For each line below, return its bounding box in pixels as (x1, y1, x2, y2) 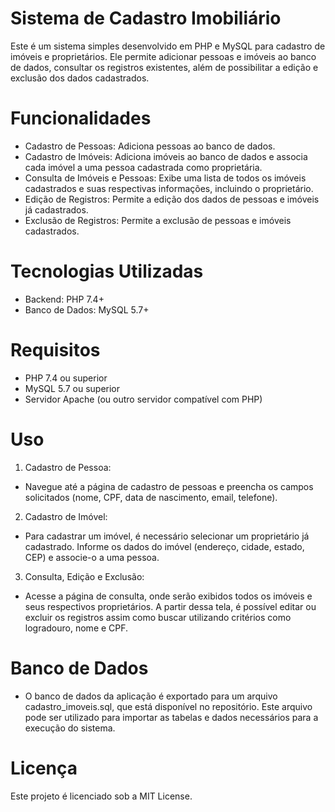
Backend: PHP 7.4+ (24, 293, 105, 305)
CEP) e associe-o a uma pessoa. (24, 551, 160, 563)
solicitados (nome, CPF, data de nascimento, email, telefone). (24, 491, 278, 503)
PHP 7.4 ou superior (24, 372, 108, 384)
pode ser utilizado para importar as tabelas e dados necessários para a (24, 711, 319, 723)
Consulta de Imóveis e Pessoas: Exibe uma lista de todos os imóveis (24, 172, 307, 184)
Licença (10, 757, 78, 779)
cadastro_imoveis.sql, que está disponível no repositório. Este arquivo (24, 700, 313, 712)
